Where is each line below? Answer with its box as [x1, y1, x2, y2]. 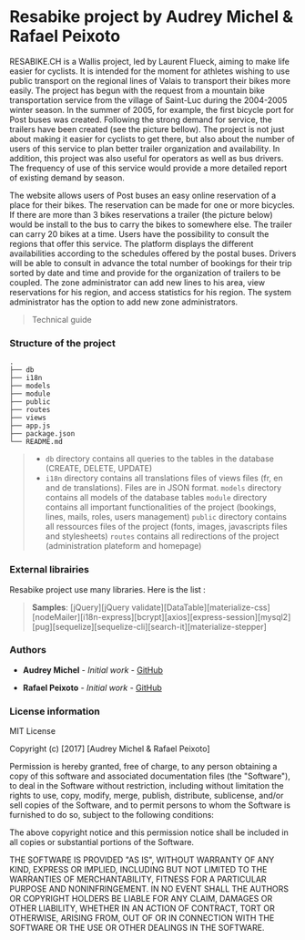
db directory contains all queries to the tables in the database [45, 453, 275, 464]
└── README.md [9, 438, 64, 447]
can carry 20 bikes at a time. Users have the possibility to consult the [9, 228, 269, 239]
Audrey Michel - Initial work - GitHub [22, 664, 164, 676]
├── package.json [9, 429, 76, 439]
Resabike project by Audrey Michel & [9, 6, 294, 27]
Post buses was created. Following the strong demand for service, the [9, 114, 273, 125]
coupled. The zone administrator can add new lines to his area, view [9, 276, 266, 288]
